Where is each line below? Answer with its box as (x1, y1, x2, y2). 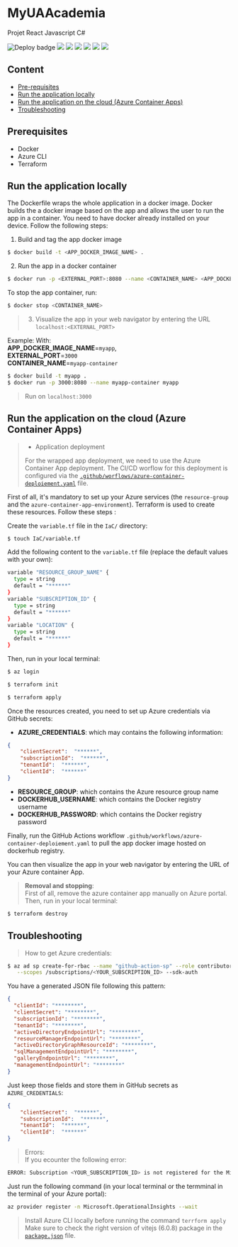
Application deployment (35, 442, 105, 451)
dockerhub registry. (7, 846, 65, 855)
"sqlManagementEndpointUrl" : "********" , (13, 1048, 138, 1055)
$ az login (7, 668, 40, 675)
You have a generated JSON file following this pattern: (7, 982, 166, 990)
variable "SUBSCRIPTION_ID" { (7, 595, 97, 602)
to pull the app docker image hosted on (91, 838, 207, 847)
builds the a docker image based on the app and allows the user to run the (7, 206, 225, 215)
